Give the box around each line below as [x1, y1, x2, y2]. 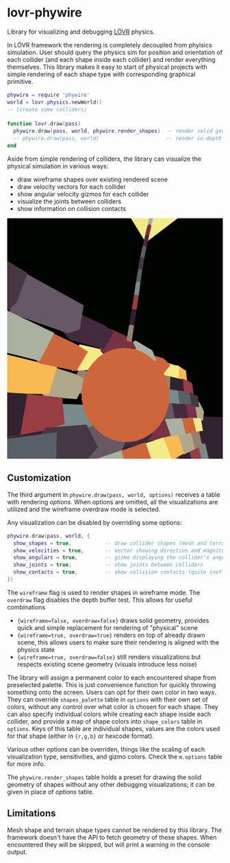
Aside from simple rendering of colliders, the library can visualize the [7, 155, 202, 163]
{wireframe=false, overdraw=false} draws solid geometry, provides [16, 616, 209, 625]
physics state [16, 645, 55, 653]
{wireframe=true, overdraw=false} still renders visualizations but [16, 653, 201, 661]
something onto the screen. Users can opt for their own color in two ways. [7, 688, 217, 696]
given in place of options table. [7, 787, 94, 796]
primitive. [7, 77, 34, 85]
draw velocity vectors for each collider [16, 182, 126, 190]
